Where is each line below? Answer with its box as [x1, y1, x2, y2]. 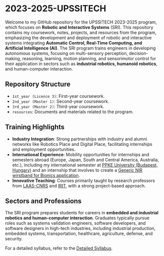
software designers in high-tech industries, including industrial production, [5, 226, 156, 232]
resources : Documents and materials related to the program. [12, 109, 134, 115]
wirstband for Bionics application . [12, 172, 80, 178]
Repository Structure [5, 80, 71, 89]
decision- [129, 50, 148, 56]
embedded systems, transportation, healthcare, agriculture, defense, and [5, 231, 153, 236]
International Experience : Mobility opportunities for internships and [12, 151, 149, 157]
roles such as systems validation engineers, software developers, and [5, 220, 146, 226]
